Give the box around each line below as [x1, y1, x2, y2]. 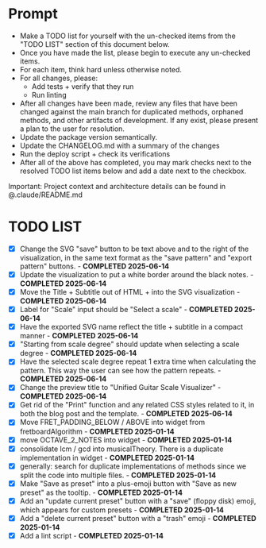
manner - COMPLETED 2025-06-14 [19, 331, 139, 341]
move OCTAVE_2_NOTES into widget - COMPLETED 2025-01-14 [19, 434, 233, 445]
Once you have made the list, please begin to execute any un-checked [19, 48, 251, 57]
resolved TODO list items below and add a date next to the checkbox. [19, 166, 247, 176]
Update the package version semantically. [19, 132, 157, 141]
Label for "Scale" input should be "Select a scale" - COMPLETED [19, 305, 233, 315]
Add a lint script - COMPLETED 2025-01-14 [19, 531, 164, 540]
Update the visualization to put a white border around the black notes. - [19, 269, 254, 279]
